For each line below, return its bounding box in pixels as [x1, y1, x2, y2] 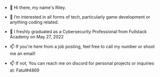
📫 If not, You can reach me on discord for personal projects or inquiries [9, 60, 155, 66]
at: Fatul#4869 [9, 67, 40, 73]
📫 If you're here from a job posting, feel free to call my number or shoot [9, 44, 155, 49]
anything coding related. [9, 19, 59, 25]
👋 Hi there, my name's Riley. [9, 5, 66, 10]
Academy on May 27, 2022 [9, 34, 64, 39]
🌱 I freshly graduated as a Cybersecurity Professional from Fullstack [9, 29, 147, 34]
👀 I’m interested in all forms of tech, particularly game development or [9, 14, 150, 19]
